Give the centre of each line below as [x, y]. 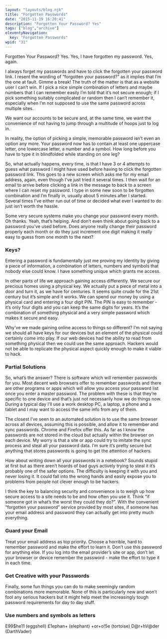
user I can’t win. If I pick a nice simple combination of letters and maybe [79, 87]
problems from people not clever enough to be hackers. [62, 482]
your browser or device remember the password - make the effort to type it [83, 557]
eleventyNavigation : [27, 33]
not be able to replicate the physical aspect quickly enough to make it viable [83, 349]
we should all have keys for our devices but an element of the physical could [84, 333]
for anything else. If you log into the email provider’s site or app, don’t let [80, 552]
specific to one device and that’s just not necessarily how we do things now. [83, 399]
